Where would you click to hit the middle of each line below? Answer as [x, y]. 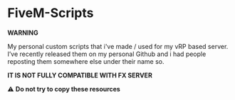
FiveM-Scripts [51, 13]
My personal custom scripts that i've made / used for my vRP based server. [118, 46]
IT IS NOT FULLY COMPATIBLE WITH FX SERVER [80, 75]
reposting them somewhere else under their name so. [86, 61]
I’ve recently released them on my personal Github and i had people [107, 54]
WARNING [23, 33]
